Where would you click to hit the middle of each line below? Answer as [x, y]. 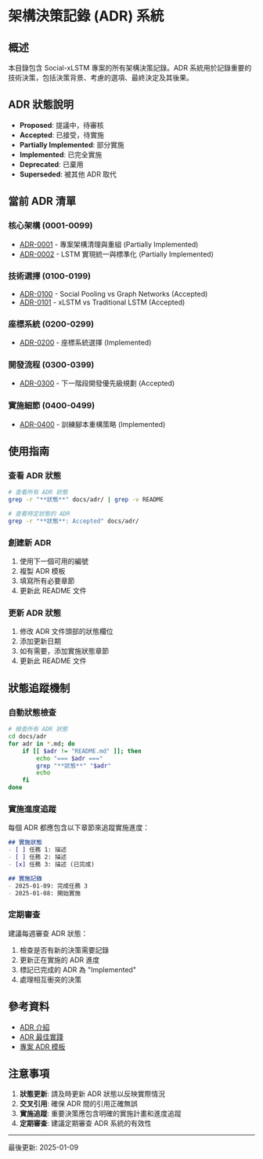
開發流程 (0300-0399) [51, 365]
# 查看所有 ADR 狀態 [38, 492]
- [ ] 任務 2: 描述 [38, 857]
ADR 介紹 [34, 1027]
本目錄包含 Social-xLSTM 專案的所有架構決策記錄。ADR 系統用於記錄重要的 [130, 68]
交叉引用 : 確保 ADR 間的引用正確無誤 [79, 1104]
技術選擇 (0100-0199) [50, 276]
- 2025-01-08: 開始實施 [44, 893]
